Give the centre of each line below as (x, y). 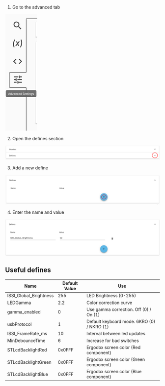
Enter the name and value (38, 212)
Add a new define (30, 168)
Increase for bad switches (113, 341)
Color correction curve (110, 303)
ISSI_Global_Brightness (30, 296)
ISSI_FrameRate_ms (27, 334)
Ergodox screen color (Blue (114, 372)
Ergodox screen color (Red (114, 347)
